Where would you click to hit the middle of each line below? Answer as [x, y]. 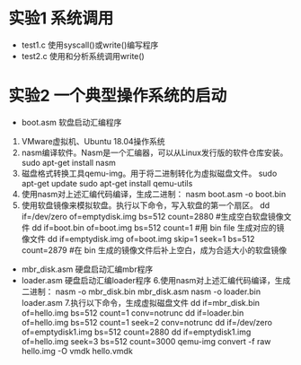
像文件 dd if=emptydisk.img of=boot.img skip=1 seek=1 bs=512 [138, 239]
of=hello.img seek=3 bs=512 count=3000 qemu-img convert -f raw [146, 341]
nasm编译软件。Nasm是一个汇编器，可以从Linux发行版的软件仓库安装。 [155, 152]
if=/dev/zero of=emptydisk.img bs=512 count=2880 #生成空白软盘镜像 [152, 216]
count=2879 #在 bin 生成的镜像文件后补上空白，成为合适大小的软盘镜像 [154, 250]
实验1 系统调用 [61, 18]
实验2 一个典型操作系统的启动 [118, 96]
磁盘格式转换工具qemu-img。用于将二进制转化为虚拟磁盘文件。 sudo [149, 173]
